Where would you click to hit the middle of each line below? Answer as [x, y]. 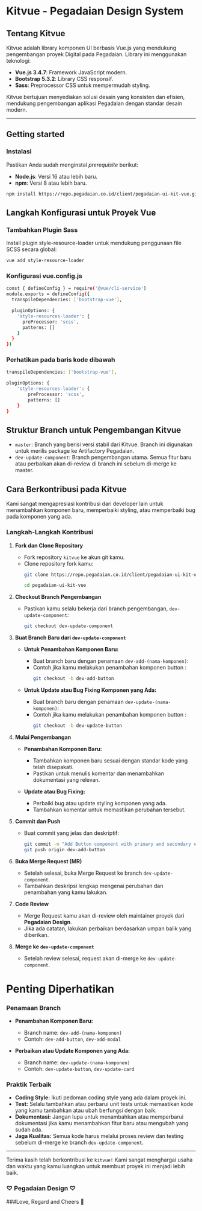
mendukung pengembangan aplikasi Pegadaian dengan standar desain [94, 103]
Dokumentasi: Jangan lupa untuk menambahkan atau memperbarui [99, 1117]
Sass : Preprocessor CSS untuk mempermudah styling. [82, 85]
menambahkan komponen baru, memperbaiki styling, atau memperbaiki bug [101, 510]
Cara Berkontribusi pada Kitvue [67, 489]
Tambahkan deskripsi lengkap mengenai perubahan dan [93, 886]
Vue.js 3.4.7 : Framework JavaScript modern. [71, 72]
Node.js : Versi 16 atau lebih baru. [56, 176]
